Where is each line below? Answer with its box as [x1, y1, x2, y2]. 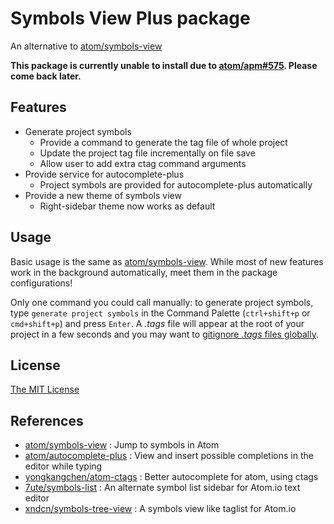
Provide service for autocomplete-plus [24, 168, 185, 180]
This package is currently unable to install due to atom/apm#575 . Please [10, 59, 318, 71]
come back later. [10, 70, 82, 82]
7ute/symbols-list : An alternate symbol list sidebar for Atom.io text [24, 482, 301, 494]
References [10, 412, 84, 429]
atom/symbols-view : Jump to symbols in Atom [24, 439, 220, 451]
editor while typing [24, 460, 103, 472]
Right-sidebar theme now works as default [39, 200, 216, 212]
